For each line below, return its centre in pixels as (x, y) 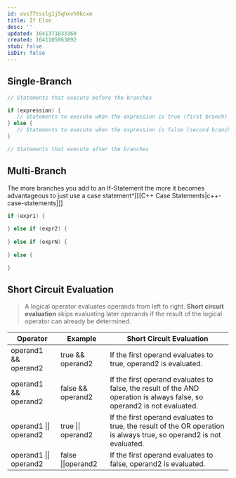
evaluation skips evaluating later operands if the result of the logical (123, 314)
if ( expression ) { (34, 110)
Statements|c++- (197, 195)
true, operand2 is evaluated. (156, 364)
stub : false (25, 46)
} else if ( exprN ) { (38, 242)
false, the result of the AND (155, 389)
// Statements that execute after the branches (78, 149)
